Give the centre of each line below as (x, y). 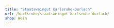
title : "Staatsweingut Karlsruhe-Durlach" (49, 9)
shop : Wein (16, 18)
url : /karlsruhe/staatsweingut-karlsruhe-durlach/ (57, 14)
